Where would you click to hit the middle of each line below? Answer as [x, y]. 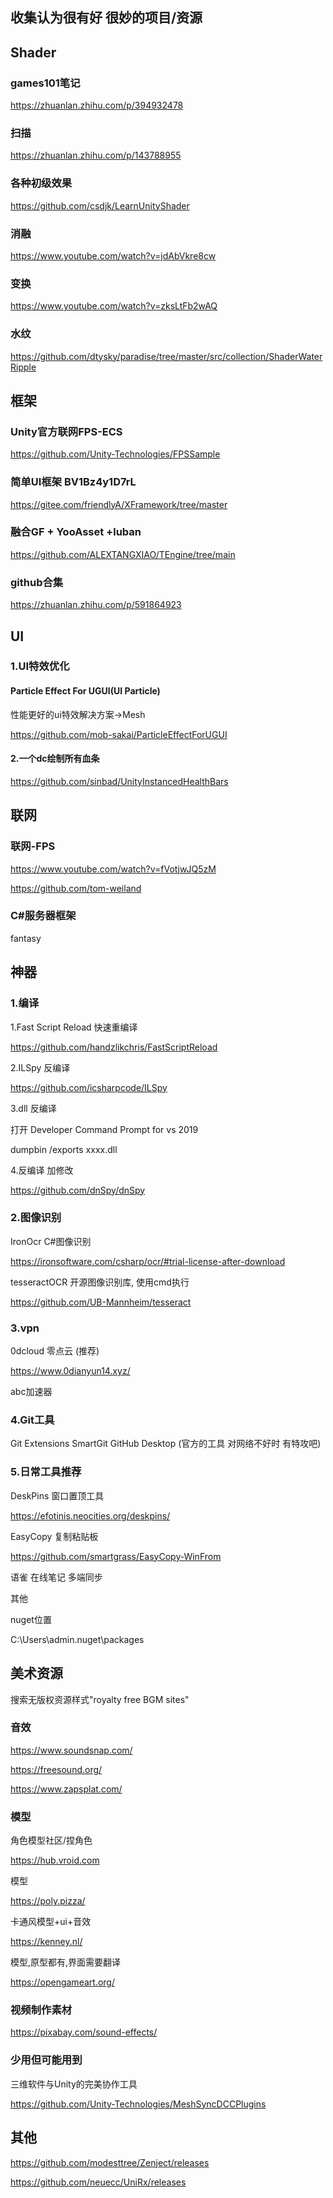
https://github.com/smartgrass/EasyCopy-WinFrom [116, 1556]
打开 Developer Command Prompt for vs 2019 [104, 1129]
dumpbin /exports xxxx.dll [64, 1149]
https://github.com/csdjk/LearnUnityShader [100, 205]
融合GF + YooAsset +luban [76, 532]
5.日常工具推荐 [46, 1472]
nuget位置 [31, 1619]
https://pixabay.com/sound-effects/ [84, 2032]
